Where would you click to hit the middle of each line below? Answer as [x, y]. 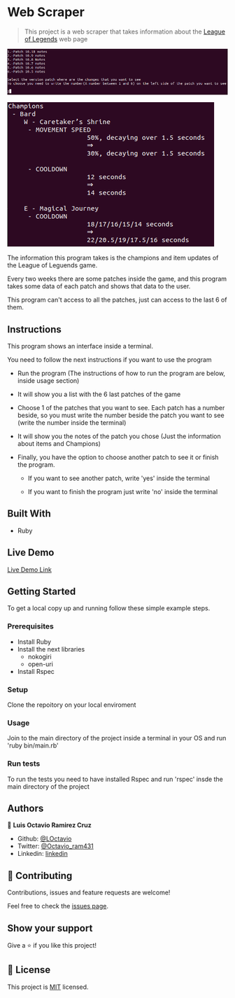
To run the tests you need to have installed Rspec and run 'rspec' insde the [115, 779]
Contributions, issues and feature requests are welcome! [89, 892]
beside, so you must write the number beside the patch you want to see [121, 415]
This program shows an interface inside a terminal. [80, 346]
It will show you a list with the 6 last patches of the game [99, 394]
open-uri [41, 664]
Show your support [50, 928]
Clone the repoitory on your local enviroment [72, 705]
